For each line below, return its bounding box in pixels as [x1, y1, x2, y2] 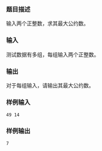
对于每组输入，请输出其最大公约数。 [6, 81, 94, 89]
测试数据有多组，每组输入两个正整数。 [6, 51, 99, 58]
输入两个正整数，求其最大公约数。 [6, 20, 89, 27]
